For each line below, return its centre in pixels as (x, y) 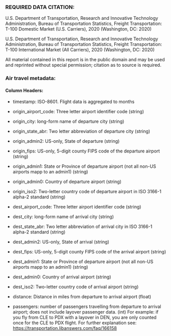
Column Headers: (24, 90)
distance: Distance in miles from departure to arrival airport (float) (82, 297)
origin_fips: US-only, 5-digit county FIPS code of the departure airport (86, 151)
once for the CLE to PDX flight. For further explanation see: (75, 323)
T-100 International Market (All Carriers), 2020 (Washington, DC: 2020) (80, 50)
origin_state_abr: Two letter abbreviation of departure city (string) (81, 132)
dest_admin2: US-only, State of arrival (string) (61, 242)
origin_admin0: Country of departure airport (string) (67, 182)
